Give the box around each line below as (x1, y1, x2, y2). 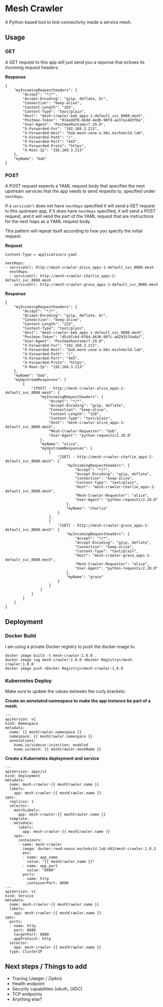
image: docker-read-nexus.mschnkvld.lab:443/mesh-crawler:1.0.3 (22, 846, 156, 851)
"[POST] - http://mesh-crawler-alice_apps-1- (31, 385, 125, 391)
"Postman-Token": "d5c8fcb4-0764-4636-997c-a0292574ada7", (22, 334, 145, 339)
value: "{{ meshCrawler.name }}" (26, 859, 95, 864)
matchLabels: (14, 808, 41, 813)
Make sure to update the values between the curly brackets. (5, 688, 126, 694)
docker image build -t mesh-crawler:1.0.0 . (5, 653, 97, 658)
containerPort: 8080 (26, 880, 69, 886)
